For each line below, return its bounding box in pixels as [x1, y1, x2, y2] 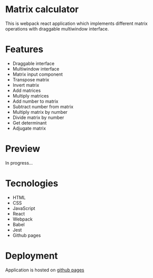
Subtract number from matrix [12, 103, 73, 110]
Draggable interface [12, 60, 55, 67]
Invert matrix [12, 82, 40, 88]
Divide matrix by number [12, 114, 64, 120]
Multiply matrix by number [12, 109, 68, 115]
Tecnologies [5, 178, 58, 189]
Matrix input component [12, 71, 63, 77]
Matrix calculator [5, 4, 79, 15]
